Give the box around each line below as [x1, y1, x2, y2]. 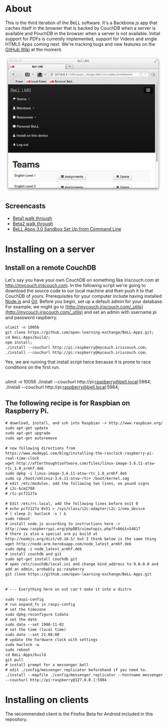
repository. [5, 716, 28, 722]
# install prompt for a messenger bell [5, 662, 89, 668]
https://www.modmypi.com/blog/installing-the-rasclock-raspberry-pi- [5, 450, 154, 456]
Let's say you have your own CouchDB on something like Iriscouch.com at [5, 277, 159, 283]
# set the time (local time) [5, 627, 66, 632]
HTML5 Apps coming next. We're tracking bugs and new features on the [5, 41, 155, 47]
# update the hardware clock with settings [5, 637, 98, 642]
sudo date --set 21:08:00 [5, 632, 59, 637]
